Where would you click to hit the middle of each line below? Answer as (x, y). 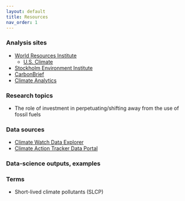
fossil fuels (27, 114)
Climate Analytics (36, 80)
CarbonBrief (29, 74)
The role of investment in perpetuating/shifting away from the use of (97, 108)
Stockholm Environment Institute (54, 68)
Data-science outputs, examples (53, 164)
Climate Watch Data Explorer (49, 142)
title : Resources (27, 17)
